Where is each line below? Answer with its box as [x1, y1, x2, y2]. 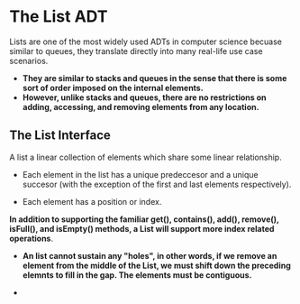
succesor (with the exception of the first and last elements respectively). [22, 179, 292, 189]
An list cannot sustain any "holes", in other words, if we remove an [22, 250, 277, 261]
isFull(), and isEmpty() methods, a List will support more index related [9, 223, 275, 234]
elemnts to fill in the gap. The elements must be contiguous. [22, 269, 252, 281]
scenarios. [9, 55, 49, 66]
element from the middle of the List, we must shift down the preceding [22, 260, 291, 271]
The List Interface [9, 128, 111, 143]
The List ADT [9, 6, 108, 27]
